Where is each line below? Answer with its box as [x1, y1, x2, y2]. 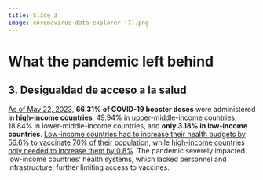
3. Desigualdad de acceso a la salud [8, 84, 187, 97]
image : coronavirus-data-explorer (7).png [8, 19, 149, 27]
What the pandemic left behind [8, 52, 214, 70]
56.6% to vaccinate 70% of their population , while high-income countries [8, 138, 245, 147]
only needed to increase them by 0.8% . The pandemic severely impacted [8, 146, 246, 155]
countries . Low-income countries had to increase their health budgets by [8, 129, 246, 139]
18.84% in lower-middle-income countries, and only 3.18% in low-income [8, 121, 248, 130]
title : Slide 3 [8, 11, 58, 20]
